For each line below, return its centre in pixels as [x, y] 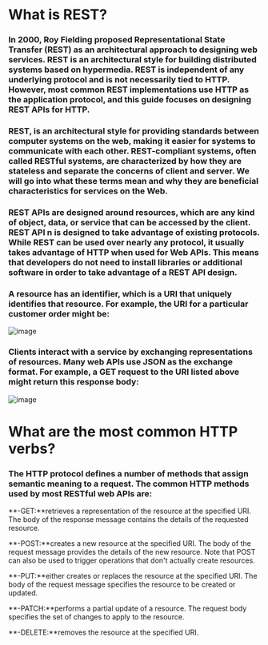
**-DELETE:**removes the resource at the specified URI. [104, 632]
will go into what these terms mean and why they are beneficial [133, 181]
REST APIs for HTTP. [49, 109]
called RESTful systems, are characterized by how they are [125, 161]
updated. [23, 593]
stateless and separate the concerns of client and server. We [129, 171]
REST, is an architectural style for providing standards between [134, 131]
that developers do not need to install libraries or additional [125, 262]
